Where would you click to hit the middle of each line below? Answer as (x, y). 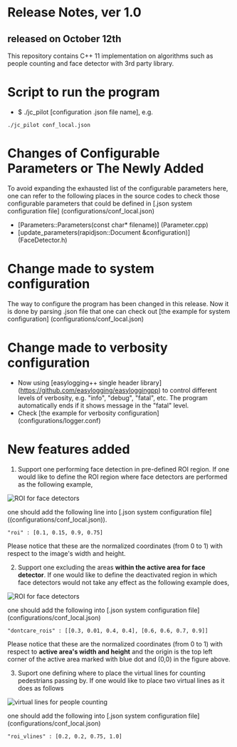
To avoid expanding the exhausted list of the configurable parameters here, (118, 188)
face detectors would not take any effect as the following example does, (123, 582)
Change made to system (81, 269)
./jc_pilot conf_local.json (49, 125)
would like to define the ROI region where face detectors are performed (122, 477)
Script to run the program (84, 92)
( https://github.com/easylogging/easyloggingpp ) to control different (117, 390)
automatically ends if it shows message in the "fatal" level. (103, 405)
